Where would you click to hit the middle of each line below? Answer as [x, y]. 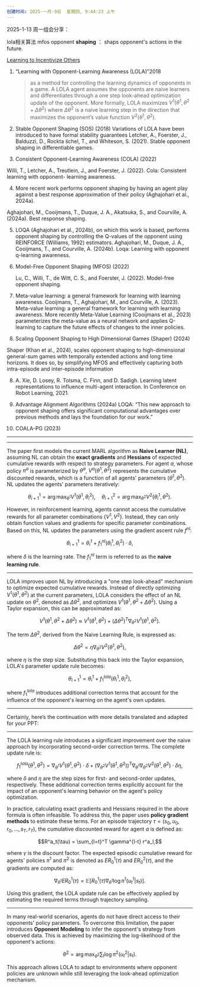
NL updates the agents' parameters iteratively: [63, 484]
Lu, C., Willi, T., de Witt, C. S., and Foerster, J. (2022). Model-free [95, 278]
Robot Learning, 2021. [42, 393]
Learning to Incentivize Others [43, 60]
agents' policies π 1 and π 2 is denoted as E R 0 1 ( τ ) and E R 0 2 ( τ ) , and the [90, 860]
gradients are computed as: [40, 868]
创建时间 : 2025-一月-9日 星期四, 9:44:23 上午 [61, 12]
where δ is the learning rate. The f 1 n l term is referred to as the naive [89, 557]
